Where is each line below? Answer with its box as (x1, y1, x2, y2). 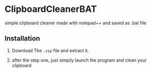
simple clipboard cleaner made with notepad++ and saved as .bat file (4, 20, 147, 26)
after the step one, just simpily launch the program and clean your (11, 57, 147, 63)
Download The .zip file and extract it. (11, 47, 89, 53)
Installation (4, 34, 40, 43)
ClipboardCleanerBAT (4, 3, 97, 15)
